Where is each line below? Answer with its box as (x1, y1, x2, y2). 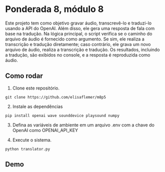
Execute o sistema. (12, 136, 51, 143)
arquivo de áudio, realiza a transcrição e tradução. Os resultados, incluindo (5, 46, 160, 52)
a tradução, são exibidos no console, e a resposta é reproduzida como (5, 51, 151, 58)
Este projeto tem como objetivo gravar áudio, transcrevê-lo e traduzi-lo (5, 20, 151, 26)
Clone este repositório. (12, 85, 60, 91)
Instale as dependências (12, 103, 63, 109)
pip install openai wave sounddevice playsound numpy (5, 113, 120, 118)
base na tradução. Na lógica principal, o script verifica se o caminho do (5, 30, 152, 36)
